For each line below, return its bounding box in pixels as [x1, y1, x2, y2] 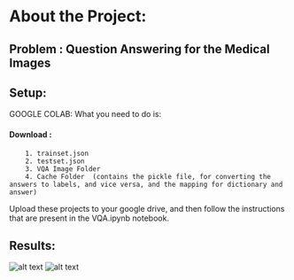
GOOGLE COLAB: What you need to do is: [9, 109, 162, 120]
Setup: [9, 85, 47, 100]
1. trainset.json [25, 149, 89, 158]
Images [9, 55, 51, 70]
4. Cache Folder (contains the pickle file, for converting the [25, 172, 272, 181]
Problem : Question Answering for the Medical [9, 42, 270, 57]
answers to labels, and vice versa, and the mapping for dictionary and [9, 180, 283, 189]
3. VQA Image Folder [25, 164, 101, 174]
